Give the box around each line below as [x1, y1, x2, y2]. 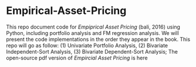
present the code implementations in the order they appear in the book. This [6, 36, 191, 43]
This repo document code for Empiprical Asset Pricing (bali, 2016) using [6, 23, 181, 30]
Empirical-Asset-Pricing [6, 4, 127, 17]
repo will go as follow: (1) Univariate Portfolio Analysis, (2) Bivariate [6, 42, 168, 49]
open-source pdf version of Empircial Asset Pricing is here [6, 54, 148, 61]
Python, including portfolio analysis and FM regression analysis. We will [6, 29, 179, 36]
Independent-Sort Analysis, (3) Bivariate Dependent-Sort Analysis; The [6, 48, 178, 55]
